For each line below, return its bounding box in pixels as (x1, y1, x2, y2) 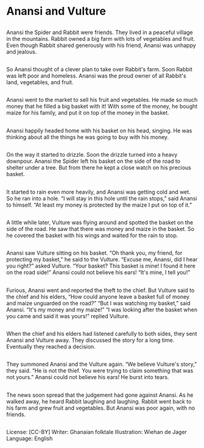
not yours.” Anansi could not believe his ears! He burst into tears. (6, 374, 169, 381)
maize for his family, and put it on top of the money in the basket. (6, 109, 169, 116)
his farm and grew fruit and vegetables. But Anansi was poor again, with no (6, 404, 195, 411)
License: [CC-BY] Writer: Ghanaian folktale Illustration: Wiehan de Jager (6, 428, 188, 436)
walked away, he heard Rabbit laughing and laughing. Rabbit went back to (6, 397, 192, 405)
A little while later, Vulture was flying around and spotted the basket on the (6, 218, 194, 226)
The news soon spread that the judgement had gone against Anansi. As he (6, 391, 194, 399)
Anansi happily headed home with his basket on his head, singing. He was (6, 127, 192, 134)
